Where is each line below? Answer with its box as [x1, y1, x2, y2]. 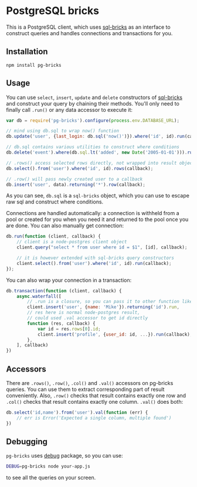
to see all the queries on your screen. [6, 474, 96, 481]
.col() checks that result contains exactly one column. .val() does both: [6, 399, 184, 405]
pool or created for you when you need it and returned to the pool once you [6, 216, 189, 223]
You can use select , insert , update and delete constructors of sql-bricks [6, 94, 183, 101]
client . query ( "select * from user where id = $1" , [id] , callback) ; [16, 244, 188, 250]
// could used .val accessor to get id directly [27, 315, 148, 321]
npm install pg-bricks [6, 62, 62, 68]
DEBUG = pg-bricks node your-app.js [6, 464, 91, 469]
